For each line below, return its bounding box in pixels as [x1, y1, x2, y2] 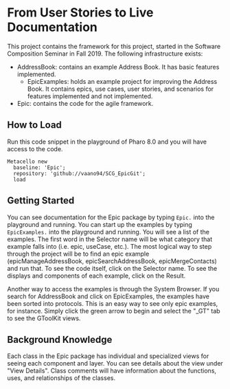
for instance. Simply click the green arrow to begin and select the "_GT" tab [7, 307, 221, 315]
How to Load [7, 119, 62, 131]
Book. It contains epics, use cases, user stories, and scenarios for [27, 85, 214, 93]
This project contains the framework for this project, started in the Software [7, 42, 221, 50]
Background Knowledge [7, 333, 113, 345]
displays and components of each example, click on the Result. [7, 271, 186, 280]
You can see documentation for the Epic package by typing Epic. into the [7, 213, 215, 221]
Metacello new [7, 158, 48, 165]
